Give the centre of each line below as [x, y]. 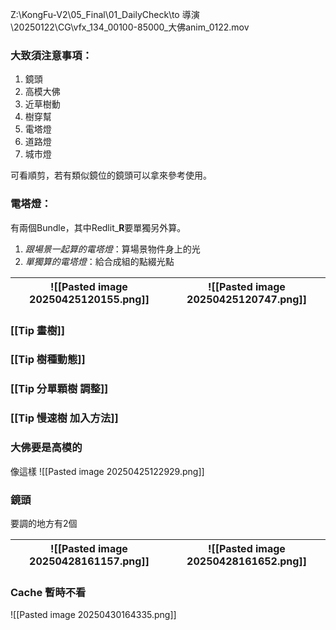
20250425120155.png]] [89, 299]
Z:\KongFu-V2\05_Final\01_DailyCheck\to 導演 [105, 14]
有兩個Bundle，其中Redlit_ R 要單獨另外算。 [98, 227]
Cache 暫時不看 [48, 592]
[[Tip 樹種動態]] [48, 360]
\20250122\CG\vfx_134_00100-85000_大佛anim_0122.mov [130, 27]
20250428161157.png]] [89, 561]
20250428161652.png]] [246, 561]
